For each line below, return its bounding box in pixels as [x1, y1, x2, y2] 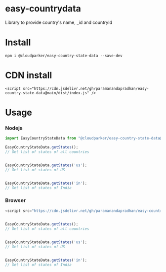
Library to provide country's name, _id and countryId [5, 19, 113, 25]
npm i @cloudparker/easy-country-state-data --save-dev [5, 53, 123, 58]
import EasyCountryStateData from [5, 136, 77, 141]
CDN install [5, 70, 52, 81]
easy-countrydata [5, 3, 82, 14]
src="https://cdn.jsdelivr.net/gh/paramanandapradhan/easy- [23, 86, 149, 91]
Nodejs [5, 125, 23, 132]
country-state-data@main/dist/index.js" [5, 90, 90, 95]
